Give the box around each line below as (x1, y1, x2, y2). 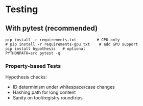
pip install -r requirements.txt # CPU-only (5, 37, 120, 42)
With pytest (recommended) (5, 24, 98, 33)
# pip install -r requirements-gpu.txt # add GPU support (5, 42, 138, 47)
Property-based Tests (5, 62, 61, 69)
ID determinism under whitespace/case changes (12, 84, 115, 90)
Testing (5, 4, 38, 15)
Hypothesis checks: (5, 74, 47, 80)
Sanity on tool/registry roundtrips (12, 95, 83, 101)
